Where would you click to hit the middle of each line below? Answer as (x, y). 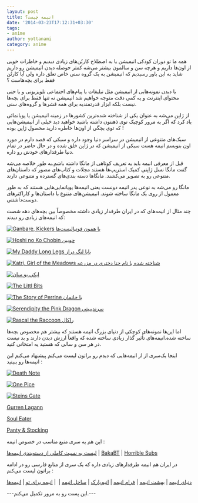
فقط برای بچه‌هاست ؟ (31, 80)
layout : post (23, 11)
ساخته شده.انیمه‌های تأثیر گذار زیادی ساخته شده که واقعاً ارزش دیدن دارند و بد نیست (99, 337)
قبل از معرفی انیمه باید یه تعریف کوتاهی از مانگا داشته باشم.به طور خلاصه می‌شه (95, 163)
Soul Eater (19, 418)
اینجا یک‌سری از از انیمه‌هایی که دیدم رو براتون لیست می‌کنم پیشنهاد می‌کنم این (92, 355)
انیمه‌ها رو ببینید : (25, 361)
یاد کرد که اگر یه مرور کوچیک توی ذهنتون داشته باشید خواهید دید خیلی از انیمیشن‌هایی (99, 121)
